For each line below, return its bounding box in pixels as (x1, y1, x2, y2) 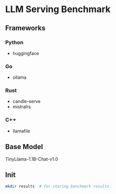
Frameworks (5, 24, 46, 32)
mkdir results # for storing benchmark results (5, 184, 109, 189)
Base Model (5, 142, 43, 151)
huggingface (12, 50, 39, 56)
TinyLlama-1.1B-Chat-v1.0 (5, 156, 59, 162)
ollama (12, 74, 27, 80)
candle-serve (12, 99, 41, 105)
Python (5, 39, 24, 46)
